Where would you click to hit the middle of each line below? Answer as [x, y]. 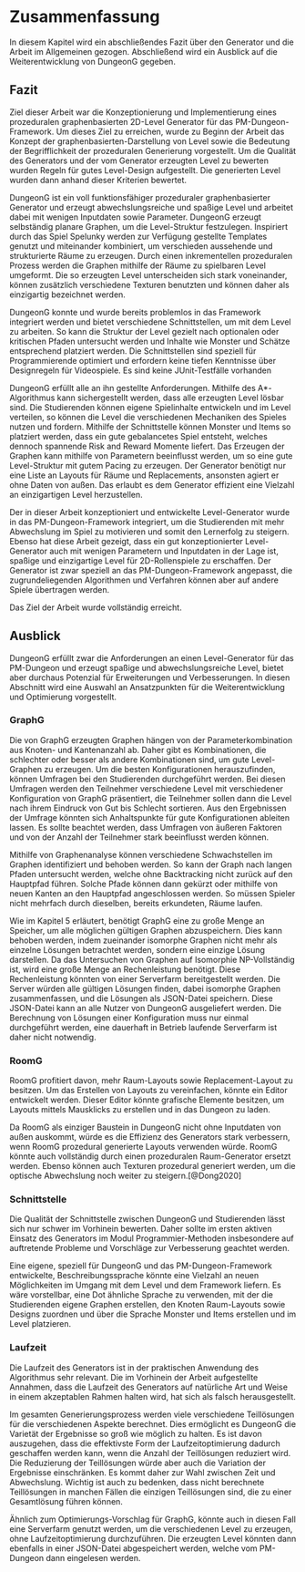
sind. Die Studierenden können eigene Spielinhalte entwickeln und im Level [150, 407]
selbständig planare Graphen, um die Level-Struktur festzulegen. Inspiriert [149, 226]
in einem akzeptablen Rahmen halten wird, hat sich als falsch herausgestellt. [152, 1396]
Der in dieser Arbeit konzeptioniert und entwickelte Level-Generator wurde [150, 512]
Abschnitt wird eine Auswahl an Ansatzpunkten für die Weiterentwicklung [147, 687]
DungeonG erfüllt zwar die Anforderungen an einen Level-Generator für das [152, 657]
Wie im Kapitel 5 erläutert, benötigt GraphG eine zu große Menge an [137, 920]
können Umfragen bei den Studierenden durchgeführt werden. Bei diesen [147, 779]
